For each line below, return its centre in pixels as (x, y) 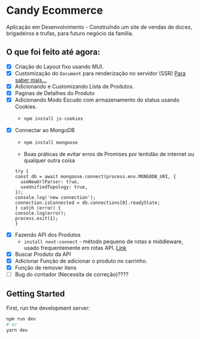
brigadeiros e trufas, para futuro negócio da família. (70, 33)
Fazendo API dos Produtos (48, 234)
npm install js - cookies (54, 119)
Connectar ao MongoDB (45, 130)
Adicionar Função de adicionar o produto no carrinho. (81, 261)
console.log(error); (40, 213)
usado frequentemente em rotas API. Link (75, 248)
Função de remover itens (46, 268)
